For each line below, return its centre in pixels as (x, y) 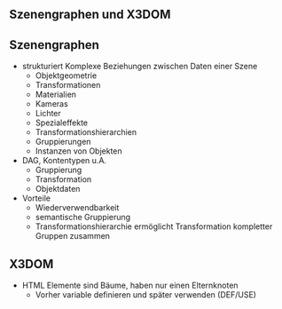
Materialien (56, 95)
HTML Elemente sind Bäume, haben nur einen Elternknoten (130, 285)
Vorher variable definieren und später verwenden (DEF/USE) (146, 295)
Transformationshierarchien (86, 132)
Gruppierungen (63, 142)
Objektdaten (58, 189)
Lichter (48, 114)
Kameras (51, 104)
